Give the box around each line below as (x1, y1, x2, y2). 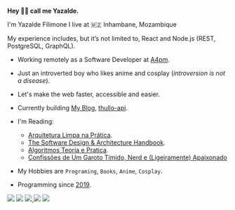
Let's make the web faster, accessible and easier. (17, 90, 161, 98)
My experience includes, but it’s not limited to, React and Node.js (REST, (7, 34, 216, 42)
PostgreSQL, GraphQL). (7, 42, 76, 50)
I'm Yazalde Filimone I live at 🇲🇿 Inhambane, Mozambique (7, 20, 177, 28)
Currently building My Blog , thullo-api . (17, 104, 128, 112)
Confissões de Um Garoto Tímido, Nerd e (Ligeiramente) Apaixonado (27, 153, 228, 162)
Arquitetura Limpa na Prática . (27, 131, 113, 139)
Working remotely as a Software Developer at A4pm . (17, 55, 170, 63)
